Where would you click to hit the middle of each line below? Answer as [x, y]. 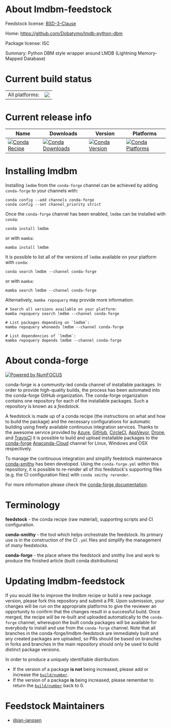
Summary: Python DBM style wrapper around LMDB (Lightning [71, 53]
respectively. [19, 448]
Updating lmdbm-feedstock [65, 581]
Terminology [33, 505]
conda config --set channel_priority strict [53, 204]
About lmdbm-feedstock [59, 9]
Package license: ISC [27, 43]
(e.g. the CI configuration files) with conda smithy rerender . [67, 474]
